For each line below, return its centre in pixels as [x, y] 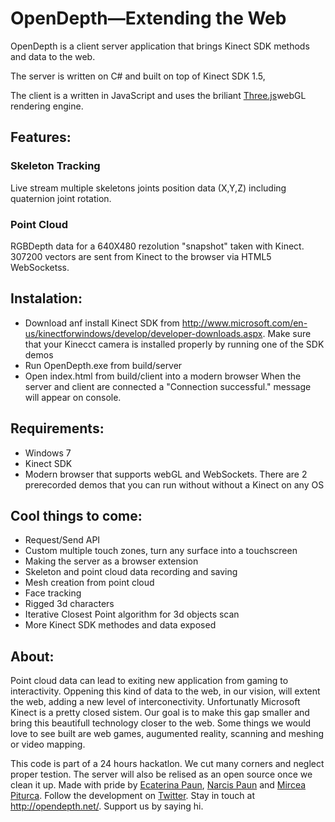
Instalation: [46, 298]
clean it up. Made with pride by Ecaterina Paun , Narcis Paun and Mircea [158, 785]
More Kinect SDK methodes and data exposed [120, 625]
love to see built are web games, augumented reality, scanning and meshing [167, 734]
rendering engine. [47, 106]
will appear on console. [73, 397]
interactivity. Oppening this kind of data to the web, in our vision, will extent [165, 691]
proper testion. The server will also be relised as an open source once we [161, 774]
